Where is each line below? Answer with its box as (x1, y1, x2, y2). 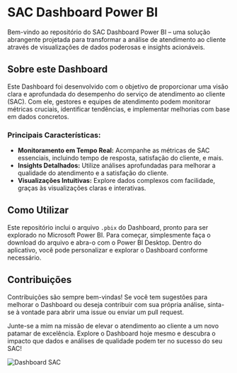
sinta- (207, 300, 225, 308)
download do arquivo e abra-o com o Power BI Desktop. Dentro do (7, 238, 202, 247)
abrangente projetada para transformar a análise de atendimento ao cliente (7, 35, 226, 43)
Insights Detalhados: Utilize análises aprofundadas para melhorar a (17, 161, 216, 170)
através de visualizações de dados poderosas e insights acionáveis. (7, 43, 205, 51)
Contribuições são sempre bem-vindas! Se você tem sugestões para (7, 292, 208, 301)
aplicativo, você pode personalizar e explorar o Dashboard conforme (7, 245, 208, 254)
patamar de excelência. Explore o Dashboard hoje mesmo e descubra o (7, 329, 216, 338)
